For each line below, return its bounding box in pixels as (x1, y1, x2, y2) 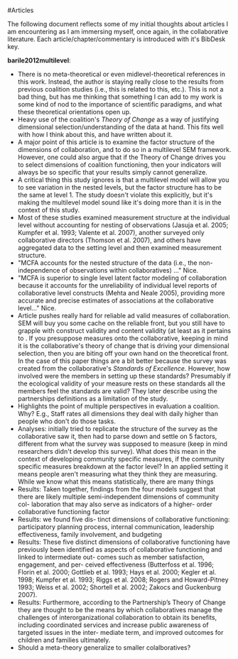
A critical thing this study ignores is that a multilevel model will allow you (17, 175, 229, 184)
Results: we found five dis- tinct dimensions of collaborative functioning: (17, 515, 230, 523)
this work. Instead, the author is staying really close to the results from (17, 77, 224, 86)
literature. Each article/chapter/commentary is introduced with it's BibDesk (7, 35, 226, 43)
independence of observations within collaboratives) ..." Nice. (17, 266, 199, 274)
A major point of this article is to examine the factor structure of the (17, 138, 215, 146)
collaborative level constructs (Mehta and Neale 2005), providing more (17, 289, 225, 297)
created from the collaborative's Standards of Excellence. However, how (17, 364, 230, 372)
